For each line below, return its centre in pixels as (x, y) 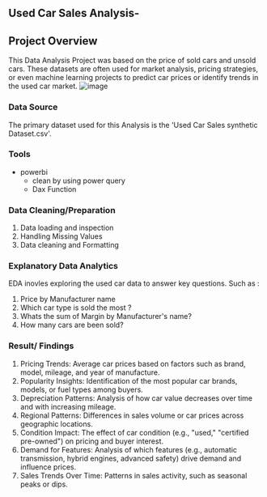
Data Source (33, 107)
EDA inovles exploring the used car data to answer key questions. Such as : (134, 283)
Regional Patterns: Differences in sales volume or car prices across (132, 415)
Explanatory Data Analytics (64, 266)
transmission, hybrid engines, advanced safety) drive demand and (131, 458)
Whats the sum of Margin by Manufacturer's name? (106, 316)
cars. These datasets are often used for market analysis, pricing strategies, (133, 69)
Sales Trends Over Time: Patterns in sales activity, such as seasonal (133, 475)
